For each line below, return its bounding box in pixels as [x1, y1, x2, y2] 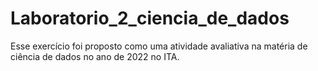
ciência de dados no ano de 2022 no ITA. [10, 50, 180, 62]
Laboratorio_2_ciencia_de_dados [10, 7, 290, 30]
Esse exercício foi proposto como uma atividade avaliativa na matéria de [10, 40, 308, 52]
